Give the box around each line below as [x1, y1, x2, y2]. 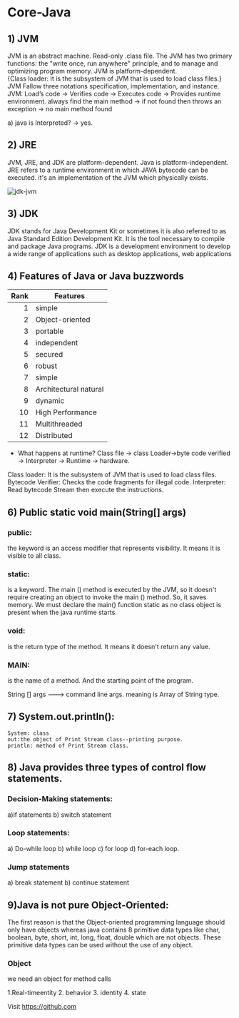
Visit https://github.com [7, 1002, 77, 1011]
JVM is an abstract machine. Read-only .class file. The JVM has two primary [7, 51, 233, 60]
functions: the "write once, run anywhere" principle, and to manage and [7, 59, 218, 68]
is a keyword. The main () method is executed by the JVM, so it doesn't [7, 586, 217, 594]
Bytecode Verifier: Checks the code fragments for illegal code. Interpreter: [7, 478, 226, 487]
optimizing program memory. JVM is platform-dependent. [7, 67, 177, 75]
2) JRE [7, 139, 37, 151]
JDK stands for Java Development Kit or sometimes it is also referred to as [7, 226, 227, 235]
